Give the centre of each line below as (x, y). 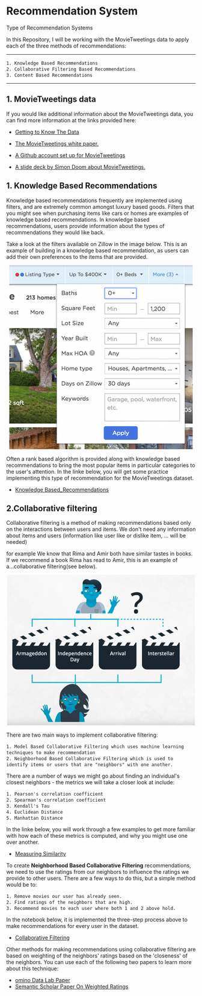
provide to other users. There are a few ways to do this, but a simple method (101, 878)
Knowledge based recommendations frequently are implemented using (94, 200)
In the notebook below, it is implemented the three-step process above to (97, 920)
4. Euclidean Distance (35, 812)
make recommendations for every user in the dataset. (73, 926)
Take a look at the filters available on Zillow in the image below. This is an (97, 244)
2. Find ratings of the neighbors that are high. (70, 903)
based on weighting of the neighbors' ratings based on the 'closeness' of (97, 956)
